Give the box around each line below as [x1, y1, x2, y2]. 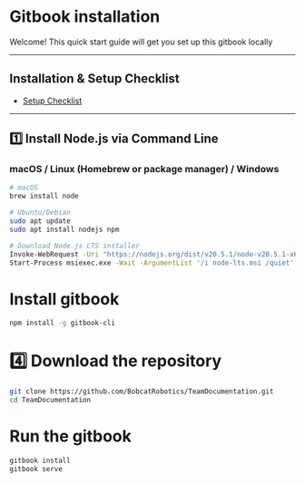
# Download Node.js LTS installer [9, 241, 141, 250]
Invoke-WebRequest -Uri [9, 249, 100, 259]
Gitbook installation [9, 6, 161, 27]
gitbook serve [9, 464, 64, 473]
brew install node [9, 192, 79, 201]
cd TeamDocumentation [9, 396, 92, 405]
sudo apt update [9, 217, 71, 226]
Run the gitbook [9, 426, 132, 447]
